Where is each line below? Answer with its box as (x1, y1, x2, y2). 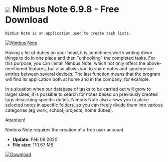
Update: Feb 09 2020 (12, 136, 58, 142)
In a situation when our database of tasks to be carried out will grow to (5, 86, 151, 92)
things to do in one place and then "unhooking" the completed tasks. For (5, 55, 155, 61)
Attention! (5, 117, 26, 123)
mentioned (5, 65, 28, 71)
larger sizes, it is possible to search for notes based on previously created (5, 91, 158, 97)
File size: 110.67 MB (12, 141, 54, 147)
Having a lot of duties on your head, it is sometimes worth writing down (5, 49, 153, 56)
